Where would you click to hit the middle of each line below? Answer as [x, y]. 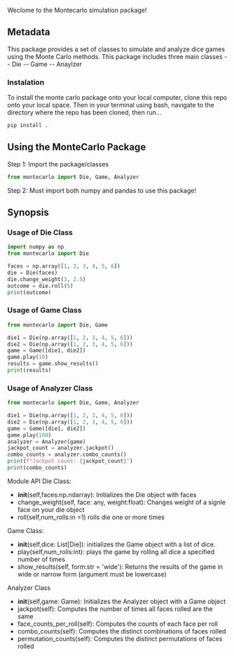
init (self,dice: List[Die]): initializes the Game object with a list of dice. [116, 544]
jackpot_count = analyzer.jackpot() [61, 448]
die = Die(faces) [33, 273]
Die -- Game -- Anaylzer [47, 64]
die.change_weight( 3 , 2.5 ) [47, 279]
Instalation [26, 82]
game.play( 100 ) [29, 435]
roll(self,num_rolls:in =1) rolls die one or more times [91, 517]
